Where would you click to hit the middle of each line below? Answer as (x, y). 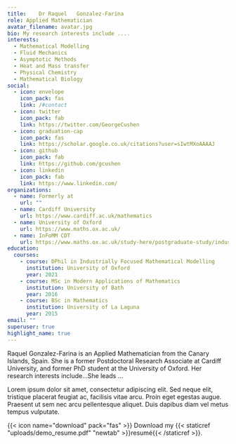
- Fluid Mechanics (41, 53)
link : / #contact (44, 105)
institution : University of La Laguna (83, 307)
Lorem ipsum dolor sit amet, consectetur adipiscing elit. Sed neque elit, (110, 389)
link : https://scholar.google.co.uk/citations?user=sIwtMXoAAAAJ (118, 144)
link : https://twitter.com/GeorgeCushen (80, 125)
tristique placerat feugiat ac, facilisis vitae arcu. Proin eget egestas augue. (114, 396)
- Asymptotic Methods (45, 60)
